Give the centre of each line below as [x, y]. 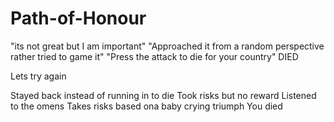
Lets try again [38, 76]
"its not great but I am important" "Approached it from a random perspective [167, 46]
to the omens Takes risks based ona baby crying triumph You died [146, 106]
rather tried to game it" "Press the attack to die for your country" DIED [154, 56]
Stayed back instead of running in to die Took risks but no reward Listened [163, 95]
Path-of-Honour [78, 18]
